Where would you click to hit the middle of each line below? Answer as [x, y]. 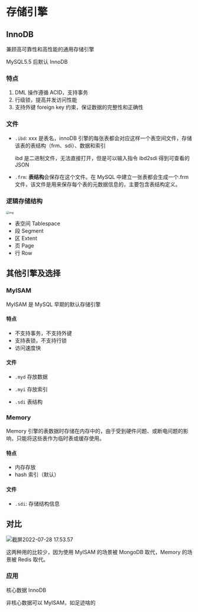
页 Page [24, 245]
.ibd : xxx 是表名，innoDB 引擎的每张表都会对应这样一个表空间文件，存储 [103, 138]
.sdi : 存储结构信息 [37, 503]
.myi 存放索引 [31, 389]
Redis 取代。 [33, 559]
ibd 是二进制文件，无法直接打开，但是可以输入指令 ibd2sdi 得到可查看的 [102, 158]
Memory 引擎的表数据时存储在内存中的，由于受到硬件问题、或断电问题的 [95, 431]
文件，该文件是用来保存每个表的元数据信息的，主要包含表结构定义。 [98, 184]
